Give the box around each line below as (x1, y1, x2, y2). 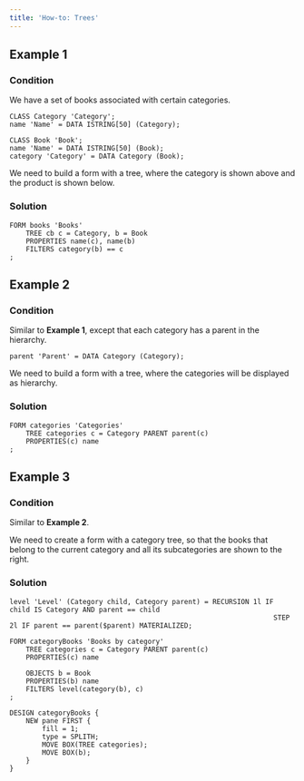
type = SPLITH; (42, 732, 100, 741)
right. (9, 554, 30, 565)
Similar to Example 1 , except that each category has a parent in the (9, 325, 260, 336)
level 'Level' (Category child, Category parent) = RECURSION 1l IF (9, 597, 274, 606)
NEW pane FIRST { (25, 716, 92, 726)
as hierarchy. (9, 377, 58, 388)
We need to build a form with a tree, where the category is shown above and (9, 168, 296, 179)
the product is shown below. (9, 178, 115, 189)
